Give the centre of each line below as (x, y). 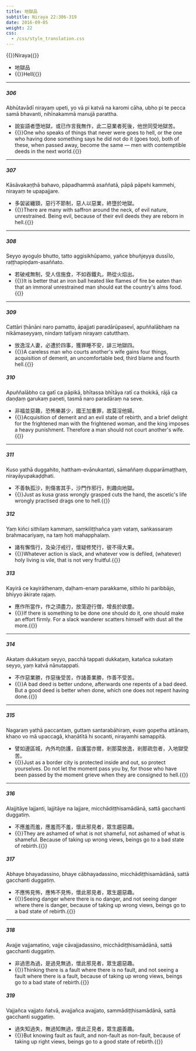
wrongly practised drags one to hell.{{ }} (62, 501)
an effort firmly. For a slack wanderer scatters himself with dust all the (99, 619)
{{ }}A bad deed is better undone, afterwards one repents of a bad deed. (101, 684)
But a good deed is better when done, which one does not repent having (101, 690)
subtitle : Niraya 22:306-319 (41, 17)
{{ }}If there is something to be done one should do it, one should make (99, 613)
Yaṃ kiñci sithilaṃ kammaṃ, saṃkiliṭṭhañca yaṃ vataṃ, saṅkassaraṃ (90, 529)
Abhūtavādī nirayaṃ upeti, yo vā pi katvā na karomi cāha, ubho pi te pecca (96, 107)
